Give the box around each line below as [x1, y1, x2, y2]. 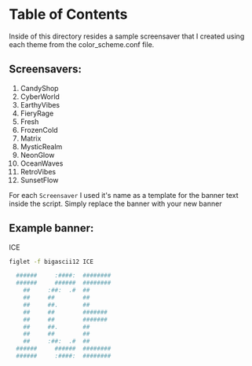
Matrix [20, 134, 42, 143]
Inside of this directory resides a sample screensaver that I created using [9, 31, 245, 41]
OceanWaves [20, 159, 64, 168]
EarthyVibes [20, 100, 60, 109]
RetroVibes [20, 167, 57, 176]
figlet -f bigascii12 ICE [9, 258, 93, 265]
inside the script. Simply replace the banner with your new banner [9, 199, 222, 208]
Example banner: [9, 221, 94, 235]
